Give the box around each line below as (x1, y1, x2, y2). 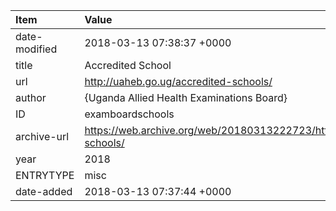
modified (15, 42, 58, 56)
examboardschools (84, 107, 175, 121)
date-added (15, 185, 73, 198)
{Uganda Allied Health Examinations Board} (84, 91, 288, 104)
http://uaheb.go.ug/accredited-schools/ (84, 75, 273, 88)
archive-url (15, 130, 70, 143)
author (15, 91, 47, 104)
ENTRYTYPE (15, 169, 75, 182)
